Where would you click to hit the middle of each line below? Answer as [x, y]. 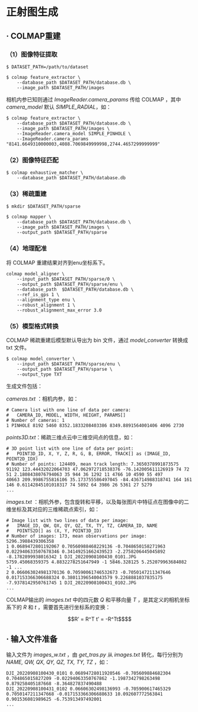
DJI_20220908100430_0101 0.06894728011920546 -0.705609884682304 [88, 673]
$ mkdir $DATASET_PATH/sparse [44, 206]
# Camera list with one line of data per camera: [69, 410]
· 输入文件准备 [32, 639]
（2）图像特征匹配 [33, 160]
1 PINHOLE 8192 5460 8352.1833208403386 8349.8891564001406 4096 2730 [95, 426]
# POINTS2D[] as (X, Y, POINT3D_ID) [54, 531]
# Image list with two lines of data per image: [67, 521]
